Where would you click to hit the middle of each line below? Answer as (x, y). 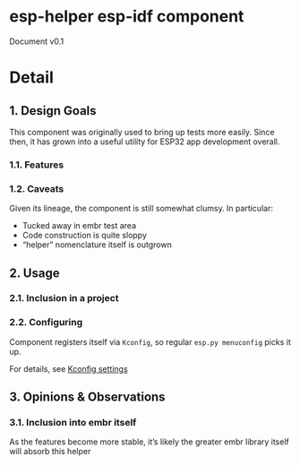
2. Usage (34, 273)
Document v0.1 (37, 41)
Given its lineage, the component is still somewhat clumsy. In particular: (141, 209)
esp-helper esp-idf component (127, 17)
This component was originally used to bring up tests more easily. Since (142, 132)
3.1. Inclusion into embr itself (73, 423)
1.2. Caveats (37, 188)
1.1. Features (37, 165)
